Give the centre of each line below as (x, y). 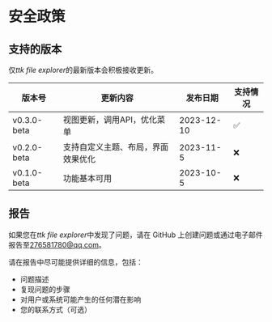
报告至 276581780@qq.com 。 (57, 244)
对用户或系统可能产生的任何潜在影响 (81, 299)
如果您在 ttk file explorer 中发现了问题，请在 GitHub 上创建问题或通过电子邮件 (136, 235)
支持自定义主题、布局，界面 (116, 147)
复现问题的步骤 (45, 289)
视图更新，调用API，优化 (110, 120)
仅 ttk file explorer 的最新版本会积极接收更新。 (83, 70)
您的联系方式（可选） (55, 309)
